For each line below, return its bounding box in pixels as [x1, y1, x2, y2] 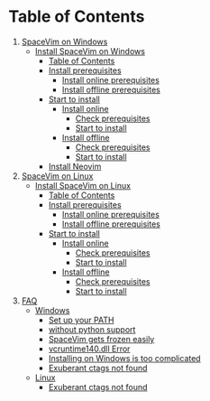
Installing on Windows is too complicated [48, 352, 201, 363]
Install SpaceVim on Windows [34, 45, 146, 56]
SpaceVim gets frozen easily [48, 333, 155, 344]
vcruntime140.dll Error [48, 343, 131, 354]
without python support [48, 323, 136, 335]
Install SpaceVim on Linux [34, 180, 132, 191]
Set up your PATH [48, 314, 114, 325]
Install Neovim [48, 161, 102, 172]
